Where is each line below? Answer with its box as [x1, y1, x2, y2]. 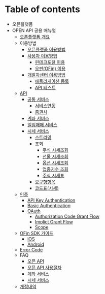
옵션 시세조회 [42, 159, 69, 166]
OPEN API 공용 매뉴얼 [12, 27, 56, 34]
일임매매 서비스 [27, 121, 58, 127]
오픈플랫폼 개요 [19, 34, 50, 40]
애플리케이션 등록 [34, 78, 69, 84]
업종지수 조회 [42, 166, 69, 172]
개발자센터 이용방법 [27, 72, 66, 78]
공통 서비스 [27, 96, 49, 102]
